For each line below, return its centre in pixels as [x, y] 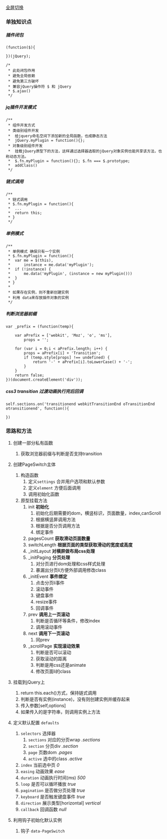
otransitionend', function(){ [38, 408]
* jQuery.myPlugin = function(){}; [46, 140]
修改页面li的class [53, 671]
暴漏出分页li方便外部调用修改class [71, 570]
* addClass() [23, 165]
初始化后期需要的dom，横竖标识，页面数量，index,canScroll [98, 513]
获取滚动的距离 [51, 659]
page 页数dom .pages [50, 752]
